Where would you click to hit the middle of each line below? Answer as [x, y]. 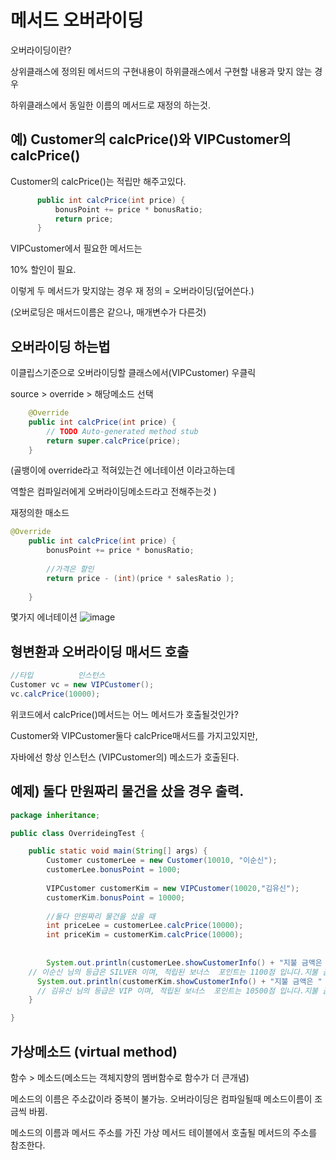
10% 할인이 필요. [43, 270]
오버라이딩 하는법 [60, 346]
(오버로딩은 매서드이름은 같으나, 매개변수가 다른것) [108, 312]
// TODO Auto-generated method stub [122, 431]
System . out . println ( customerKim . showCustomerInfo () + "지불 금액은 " [179, 981]
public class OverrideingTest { [77, 833]
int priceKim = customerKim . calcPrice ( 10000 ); [145, 935]
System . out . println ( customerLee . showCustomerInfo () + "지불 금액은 [184, 962]
